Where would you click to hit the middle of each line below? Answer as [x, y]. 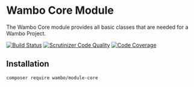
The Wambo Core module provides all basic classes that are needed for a [97, 27]
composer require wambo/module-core [52, 78]
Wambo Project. [26, 33]
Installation [28, 64]
